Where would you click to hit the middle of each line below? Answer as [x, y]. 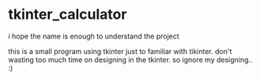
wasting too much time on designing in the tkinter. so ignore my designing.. [130, 60]
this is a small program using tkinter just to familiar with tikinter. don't [120, 51]
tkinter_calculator [68, 15]
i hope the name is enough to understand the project [94, 36]
